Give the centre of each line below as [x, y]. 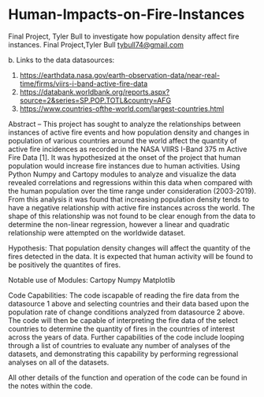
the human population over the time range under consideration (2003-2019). [132, 191]
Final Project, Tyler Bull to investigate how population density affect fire [124, 36]
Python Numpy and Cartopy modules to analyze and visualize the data [122, 174]
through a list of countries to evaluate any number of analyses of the [119, 345]
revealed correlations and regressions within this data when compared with [130, 182]
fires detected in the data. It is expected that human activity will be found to [131, 256]
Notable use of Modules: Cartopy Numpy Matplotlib [92, 280]
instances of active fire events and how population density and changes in [129, 132]
